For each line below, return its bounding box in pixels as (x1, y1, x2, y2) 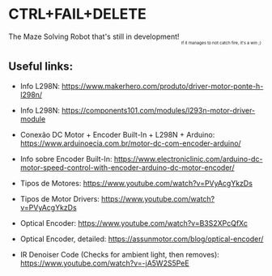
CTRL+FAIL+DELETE (8, 5, 147, 23)
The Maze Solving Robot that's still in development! (8, 32, 180, 41)
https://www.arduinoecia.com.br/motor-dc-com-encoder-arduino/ (19, 138, 241, 148)
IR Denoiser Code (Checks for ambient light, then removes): (19, 249, 220, 259)
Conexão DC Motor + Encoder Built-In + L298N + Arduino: (19, 130, 215, 139)
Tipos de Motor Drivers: (19, 193, 100, 203)
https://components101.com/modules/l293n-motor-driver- (62, 105, 256, 115)
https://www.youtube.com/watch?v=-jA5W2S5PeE (19, 258, 189, 268)
